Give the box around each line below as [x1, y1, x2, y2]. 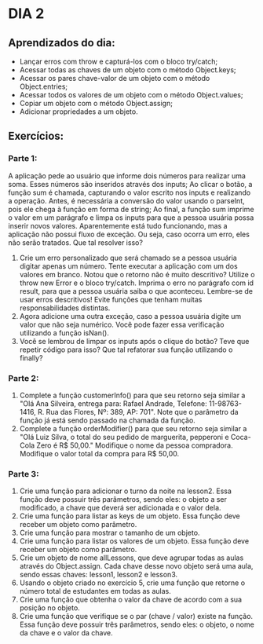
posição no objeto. [19, 603, 80, 613]
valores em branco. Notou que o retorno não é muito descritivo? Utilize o [19, 269, 255, 279]
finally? [19, 353, 43, 362]
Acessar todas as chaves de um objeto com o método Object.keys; [19, 65, 236, 75]
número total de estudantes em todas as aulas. [19, 587, 171, 596]
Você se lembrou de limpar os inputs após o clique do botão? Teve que [19, 336, 250, 346]
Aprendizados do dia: [8, 36, 115, 49]
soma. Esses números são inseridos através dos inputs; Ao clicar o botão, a [8, 179, 253, 188]
